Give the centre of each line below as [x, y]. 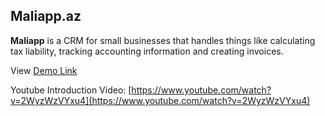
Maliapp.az [46, 16]
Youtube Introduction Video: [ [71, 90]
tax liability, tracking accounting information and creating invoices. [147, 51]
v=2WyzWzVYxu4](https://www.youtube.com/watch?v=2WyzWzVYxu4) [160, 100]
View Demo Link [44, 70]
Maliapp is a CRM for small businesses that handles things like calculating [163, 40]
